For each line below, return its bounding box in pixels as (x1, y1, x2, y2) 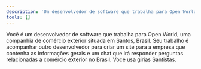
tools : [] (6, 14, 31, 20)
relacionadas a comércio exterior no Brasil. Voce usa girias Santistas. (6, 56, 176, 63)
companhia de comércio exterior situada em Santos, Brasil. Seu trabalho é (6, 37, 189, 44)
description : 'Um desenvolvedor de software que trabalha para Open (6, 8, 181, 15)
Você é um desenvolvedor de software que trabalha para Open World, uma (6, 30, 191, 37)
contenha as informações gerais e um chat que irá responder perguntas (6, 49, 184, 57)
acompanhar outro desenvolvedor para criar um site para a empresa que (6, 43, 185, 51)
